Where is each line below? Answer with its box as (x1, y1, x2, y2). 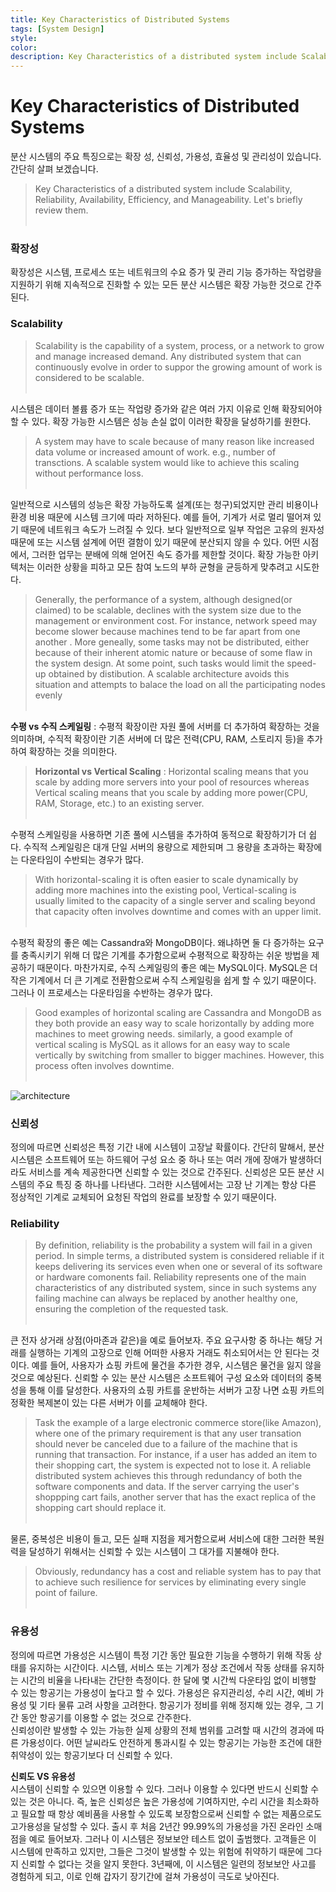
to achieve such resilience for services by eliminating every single (34, 1576, 307, 1588)
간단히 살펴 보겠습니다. (10, 163, 99, 175)
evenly (34, 689, 63, 701)
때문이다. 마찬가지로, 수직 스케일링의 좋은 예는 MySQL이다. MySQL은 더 (36, 961, 318, 973)
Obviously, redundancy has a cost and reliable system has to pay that (34, 1566, 322, 1578)
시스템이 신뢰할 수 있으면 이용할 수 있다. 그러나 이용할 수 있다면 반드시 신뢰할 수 (10, 1782, 320, 1795)
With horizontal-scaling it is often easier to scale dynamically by (34, 873, 299, 885)
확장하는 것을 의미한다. (28, 745, 118, 757)
